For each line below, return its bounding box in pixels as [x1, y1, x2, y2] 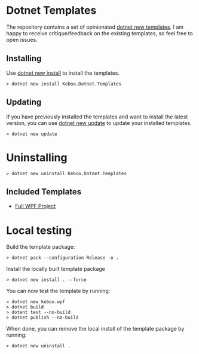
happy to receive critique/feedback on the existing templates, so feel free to [6, 29, 193, 36]
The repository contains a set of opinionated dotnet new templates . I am [6, 23, 184, 30]
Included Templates [6, 187, 82, 197]
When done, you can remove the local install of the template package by [6, 325, 185, 332]
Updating [6, 97, 42, 108]
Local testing [6, 224, 72, 237]
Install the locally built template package [6, 265, 106, 273]
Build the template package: [6, 243, 75, 251]
